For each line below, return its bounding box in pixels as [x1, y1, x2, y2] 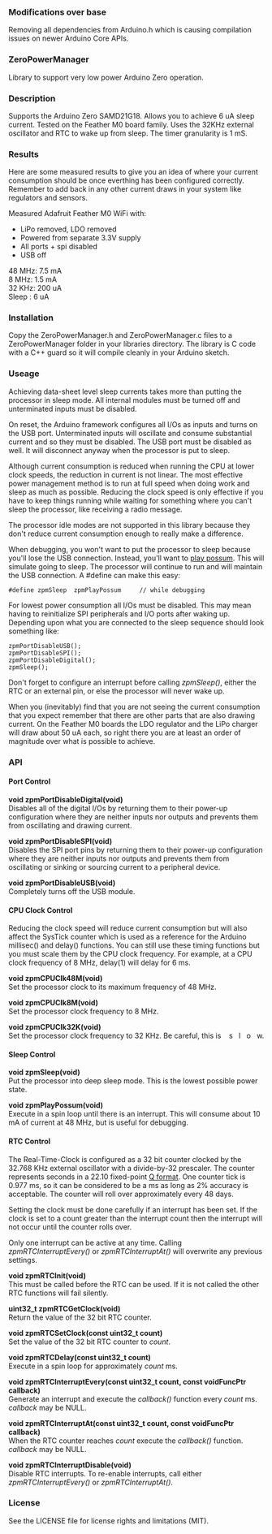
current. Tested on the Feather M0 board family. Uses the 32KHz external [8, 119, 254, 129]
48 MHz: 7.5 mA [8, 266, 63, 276]
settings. [8, 1255, 38, 1264]
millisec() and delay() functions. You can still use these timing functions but [8, 940, 260, 950]
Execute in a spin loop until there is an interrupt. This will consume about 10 [8, 1109, 261, 1119]
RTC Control [8, 1136, 51, 1146]
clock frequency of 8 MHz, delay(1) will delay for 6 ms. [8, 957, 191, 968]
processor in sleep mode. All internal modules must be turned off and [8, 395, 241, 404]
